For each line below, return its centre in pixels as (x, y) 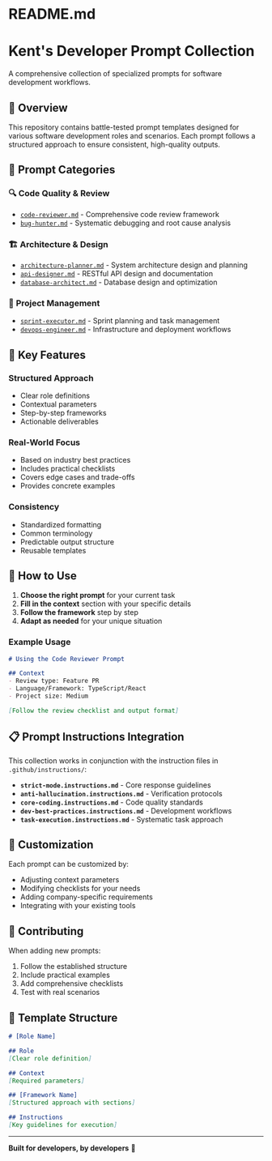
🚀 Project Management (54, 303)
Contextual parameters (58, 404)
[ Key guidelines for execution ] (63, 1125)
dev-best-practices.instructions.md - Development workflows (126, 810)
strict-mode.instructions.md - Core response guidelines (116, 785)
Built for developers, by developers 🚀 (72, 1148)
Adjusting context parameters (70, 880)
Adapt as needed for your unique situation (91, 621)
